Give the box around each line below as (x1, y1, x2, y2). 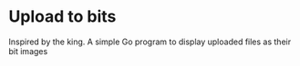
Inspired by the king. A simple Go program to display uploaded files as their (8, 36, 292, 47)
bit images (8, 45, 48, 56)
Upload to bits (8, 6, 117, 27)
